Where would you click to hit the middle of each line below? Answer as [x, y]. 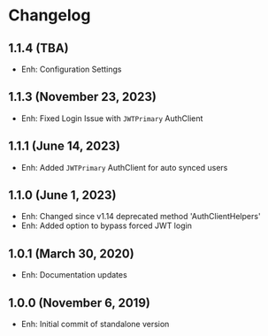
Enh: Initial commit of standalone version [95, 325]
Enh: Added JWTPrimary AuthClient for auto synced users [124, 167]
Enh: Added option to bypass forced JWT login [106, 225]
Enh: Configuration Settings [71, 69]
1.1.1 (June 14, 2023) [65, 146]
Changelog [50, 15]
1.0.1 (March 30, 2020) [71, 253]
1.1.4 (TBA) [38, 48]
